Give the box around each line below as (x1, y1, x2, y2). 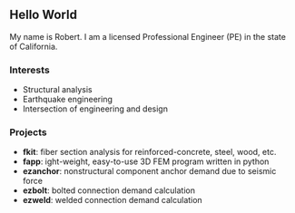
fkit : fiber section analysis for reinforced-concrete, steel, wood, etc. (22, 147, 277, 158)
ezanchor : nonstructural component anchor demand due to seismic (22, 166, 277, 177)
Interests (9, 63, 50, 76)
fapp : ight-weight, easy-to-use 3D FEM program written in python (22, 156, 270, 167)
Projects (9, 126, 47, 139)
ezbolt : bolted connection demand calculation (22, 185, 195, 196)
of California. (9, 41, 58, 52)
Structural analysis (22, 84, 93, 95)
